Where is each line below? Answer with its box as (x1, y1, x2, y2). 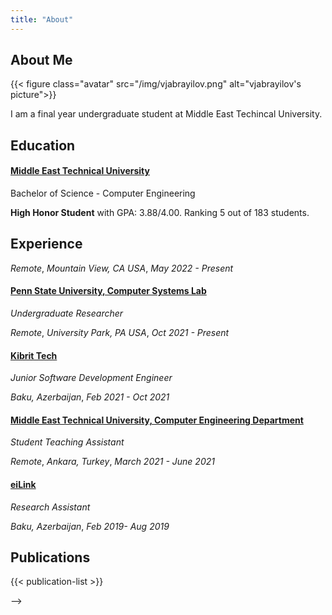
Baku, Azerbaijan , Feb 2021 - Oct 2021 (10, 391, 170, 403)
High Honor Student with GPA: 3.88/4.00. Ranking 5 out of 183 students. (10, 207, 310, 219)
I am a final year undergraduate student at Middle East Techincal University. (10, 108, 323, 120)
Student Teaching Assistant (10, 436, 125, 448)
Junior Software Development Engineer (10, 372, 173, 384)
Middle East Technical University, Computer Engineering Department (10, 414, 304, 426)
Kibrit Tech (10, 349, 58, 361)
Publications (10, 549, 91, 566)
